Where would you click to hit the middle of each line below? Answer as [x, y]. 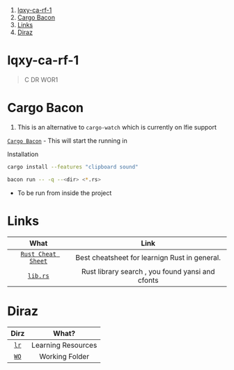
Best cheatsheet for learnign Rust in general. [148, 257]
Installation [23, 154]
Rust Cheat [39, 254]
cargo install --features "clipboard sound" [73, 167]
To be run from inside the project [64, 193]
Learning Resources [64, 345]
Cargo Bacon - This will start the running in [67, 140]
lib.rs [39, 276]
